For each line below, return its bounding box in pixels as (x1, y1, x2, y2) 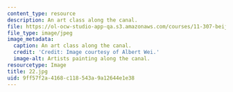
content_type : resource (7, 10, 76, 17)
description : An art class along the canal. (7, 17, 138, 24)
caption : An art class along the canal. (13, 42, 132, 49)
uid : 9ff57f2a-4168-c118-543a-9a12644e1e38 (7, 74, 135, 82)
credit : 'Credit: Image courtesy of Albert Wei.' (13, 49, 159, 56)
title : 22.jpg (7, 68, 49, 75)
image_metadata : (7, 36, 54, 43)
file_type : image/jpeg (7, 29, 73, 37)
